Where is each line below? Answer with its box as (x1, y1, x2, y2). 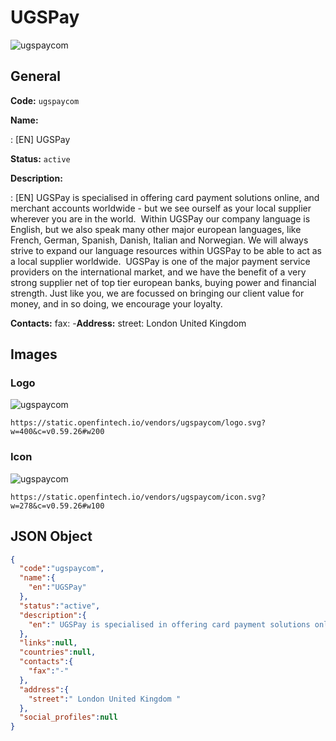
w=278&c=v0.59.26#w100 (10, 501, 105, 511)
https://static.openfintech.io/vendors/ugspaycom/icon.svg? (10, 492, 267, 502)
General (10, 68, 62, 85)
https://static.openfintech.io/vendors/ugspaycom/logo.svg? (10, 418, 267, 428)
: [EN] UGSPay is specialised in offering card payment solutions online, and (10, 191, 320, 203)
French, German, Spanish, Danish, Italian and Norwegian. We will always (10, 234, 309, 246)
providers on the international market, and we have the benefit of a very (10, 266, 307, 278)
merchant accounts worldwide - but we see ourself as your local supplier (10, 202, 312, 214)
